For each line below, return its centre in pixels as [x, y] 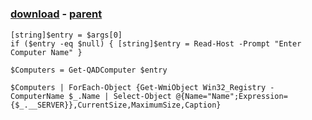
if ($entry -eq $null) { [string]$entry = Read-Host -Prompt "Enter [156, 43]
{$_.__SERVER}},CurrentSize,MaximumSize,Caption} [116, 105]
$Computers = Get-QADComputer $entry [89, 70]
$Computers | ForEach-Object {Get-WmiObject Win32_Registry [138, 87]
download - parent [56, 14]
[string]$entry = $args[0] [66, 35]
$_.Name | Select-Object [120, 96]
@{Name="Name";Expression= [231, 96]
